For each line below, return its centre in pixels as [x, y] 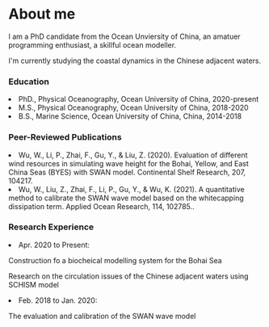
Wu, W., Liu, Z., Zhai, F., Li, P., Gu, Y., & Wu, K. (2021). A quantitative [132, 189]
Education [29, 82]
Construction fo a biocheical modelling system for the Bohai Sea [115, 260]
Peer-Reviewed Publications [65, 137]
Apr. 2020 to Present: [55, 245]
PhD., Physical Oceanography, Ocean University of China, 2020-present [139, 99]
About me [42, 14]
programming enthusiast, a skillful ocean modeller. [92, 44]
